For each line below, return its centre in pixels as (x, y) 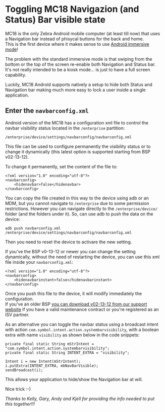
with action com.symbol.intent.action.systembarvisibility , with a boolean (82, 329)
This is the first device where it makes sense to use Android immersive (77, 44)
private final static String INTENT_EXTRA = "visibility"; (67, 353)
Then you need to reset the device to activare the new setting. (69, 242)
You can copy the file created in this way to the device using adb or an (77, 198)
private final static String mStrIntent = (50, 344)
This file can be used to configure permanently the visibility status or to (78, 146)
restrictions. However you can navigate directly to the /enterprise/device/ (81, 208)
